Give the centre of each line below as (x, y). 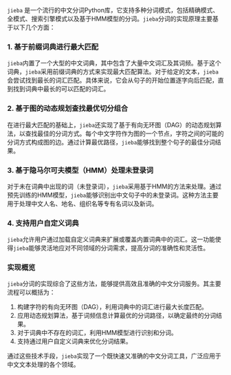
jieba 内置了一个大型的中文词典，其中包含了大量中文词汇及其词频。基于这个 (114, 63)
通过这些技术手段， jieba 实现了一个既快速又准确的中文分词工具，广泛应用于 (114, 356)
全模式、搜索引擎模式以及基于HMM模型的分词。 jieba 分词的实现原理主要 (110, 19)
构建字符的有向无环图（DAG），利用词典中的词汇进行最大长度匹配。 (112, 307)
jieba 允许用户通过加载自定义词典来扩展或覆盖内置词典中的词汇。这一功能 (111, 239)
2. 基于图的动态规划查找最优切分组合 (68, 109)
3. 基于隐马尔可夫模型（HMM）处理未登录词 (80, 170)
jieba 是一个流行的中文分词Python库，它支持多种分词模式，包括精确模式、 (113, 10)
